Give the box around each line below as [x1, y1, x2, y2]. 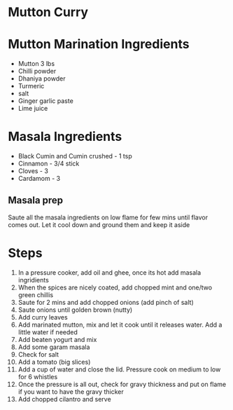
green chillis [17, 290, 54, 299]
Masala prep [8, 194, 64, 207]
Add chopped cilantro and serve [17, 395, 111, 403]
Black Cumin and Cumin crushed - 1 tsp [17, 152, 132, 160]
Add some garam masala [17, 343, 90, 351]
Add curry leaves [17, 313, 69, 321]
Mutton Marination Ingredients [8, 36, 190, 53]
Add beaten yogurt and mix [17, 335, 97, 343]
